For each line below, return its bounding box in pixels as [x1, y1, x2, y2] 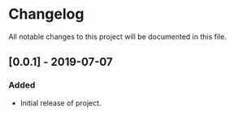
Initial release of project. [19, 98, 102, 108]
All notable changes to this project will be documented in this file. [8, 32, 227, 41]
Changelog [8, 5, 84, 24]
